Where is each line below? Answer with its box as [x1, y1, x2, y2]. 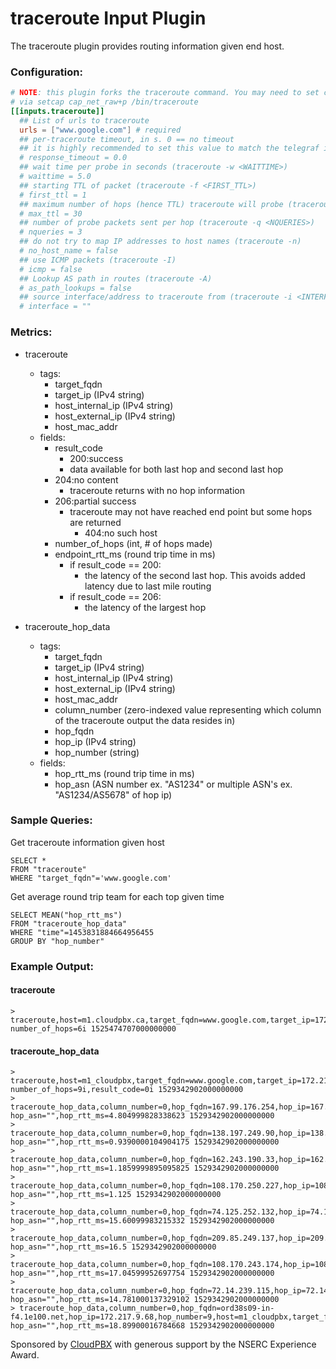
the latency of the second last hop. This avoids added [84, 569, 306, 581]
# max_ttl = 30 [19, 208, 83, 219]
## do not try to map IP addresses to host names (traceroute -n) [19, 237, 302, 247]
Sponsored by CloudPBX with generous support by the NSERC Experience [10, 1338, 317, 1351]
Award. [10, 1349, 40, 1361]
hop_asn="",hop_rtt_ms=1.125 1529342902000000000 [10, 1190, 222, 1200]
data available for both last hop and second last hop [69, 463, 284, 475]
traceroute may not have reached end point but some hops [69, 505, 313, 517]
